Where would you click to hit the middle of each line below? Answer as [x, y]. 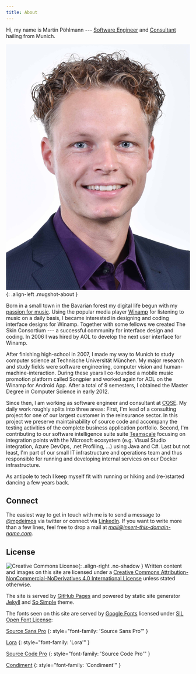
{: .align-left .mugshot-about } [42, 294]
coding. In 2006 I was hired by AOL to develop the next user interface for [94, 336]
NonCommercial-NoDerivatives [44, 579]
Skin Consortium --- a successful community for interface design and [90, 330]
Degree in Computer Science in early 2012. [58, 391]
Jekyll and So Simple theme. [40, 602]
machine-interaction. [31, 373]
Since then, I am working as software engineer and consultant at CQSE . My [97, 403]
